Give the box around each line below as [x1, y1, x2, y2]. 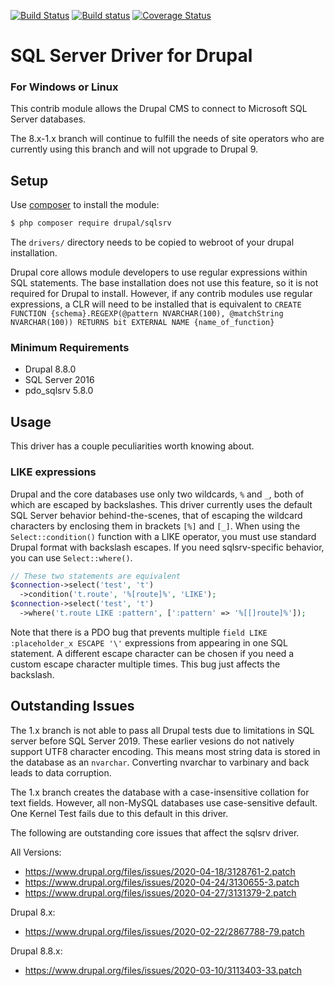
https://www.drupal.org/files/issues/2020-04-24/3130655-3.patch [24, 876, 300, 888]
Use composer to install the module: [10, 199, 160, 211]
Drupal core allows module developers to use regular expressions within [10, 266, 308, 279]
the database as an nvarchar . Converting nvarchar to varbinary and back [10, 756, 310, 768]
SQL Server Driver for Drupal [10, 45, 253, 67]
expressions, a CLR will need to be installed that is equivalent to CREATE [10, 298, 302, 310]
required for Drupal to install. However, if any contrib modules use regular [10, 288, 313, 300]
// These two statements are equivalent [10, 571, 182, 581]
